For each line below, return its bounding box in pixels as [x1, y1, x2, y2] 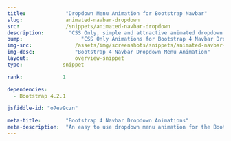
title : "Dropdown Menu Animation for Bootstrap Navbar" [7, 10, 208, 17]
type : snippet [7, 61, 85, 68]
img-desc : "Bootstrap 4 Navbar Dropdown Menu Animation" [7, 49, 211, 56]
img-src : [7, 42, 32, 49]
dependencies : [7, 86, 48, 93]
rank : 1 [7, 74, 67, 80]
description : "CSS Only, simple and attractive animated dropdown [7, 29, 223, 36]
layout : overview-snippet [7, 55, 125, 62]
